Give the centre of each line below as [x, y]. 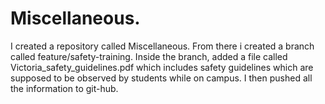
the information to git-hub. [64, 88]
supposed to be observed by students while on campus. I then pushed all [161, 78]
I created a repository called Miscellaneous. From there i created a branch [162, 46]
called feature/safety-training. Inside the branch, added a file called [149, 56]
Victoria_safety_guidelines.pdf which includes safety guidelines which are [162, 67]
